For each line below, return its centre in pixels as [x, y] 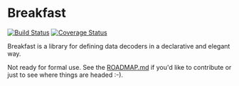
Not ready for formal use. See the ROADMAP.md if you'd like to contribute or [119, 67]
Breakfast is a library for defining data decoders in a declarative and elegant [119, 46]
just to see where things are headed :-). [65, 75]
